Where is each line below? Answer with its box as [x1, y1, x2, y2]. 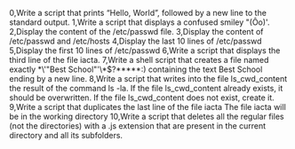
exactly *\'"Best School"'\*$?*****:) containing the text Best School [9, 64, 263, 74]
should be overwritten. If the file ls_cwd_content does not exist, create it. [9, 92, 275, 103]
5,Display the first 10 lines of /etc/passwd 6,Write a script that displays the [9, 45, 281, 56]
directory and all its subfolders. [9, 130, 123, 140]
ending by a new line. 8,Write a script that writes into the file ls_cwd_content [9, 74, 288, 83]
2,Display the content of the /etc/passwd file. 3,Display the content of [9, 27, 264, 36]
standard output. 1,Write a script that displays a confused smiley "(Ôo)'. [9, 17, 270, 27]
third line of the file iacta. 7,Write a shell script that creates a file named [9, 55, 269, 65]
